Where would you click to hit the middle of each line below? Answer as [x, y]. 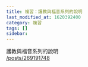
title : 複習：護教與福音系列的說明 [44, 12]
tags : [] [17, 28]
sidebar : [17, 34]
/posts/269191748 [28, 58]
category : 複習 [24, 23]
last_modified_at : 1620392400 [44, 17]
